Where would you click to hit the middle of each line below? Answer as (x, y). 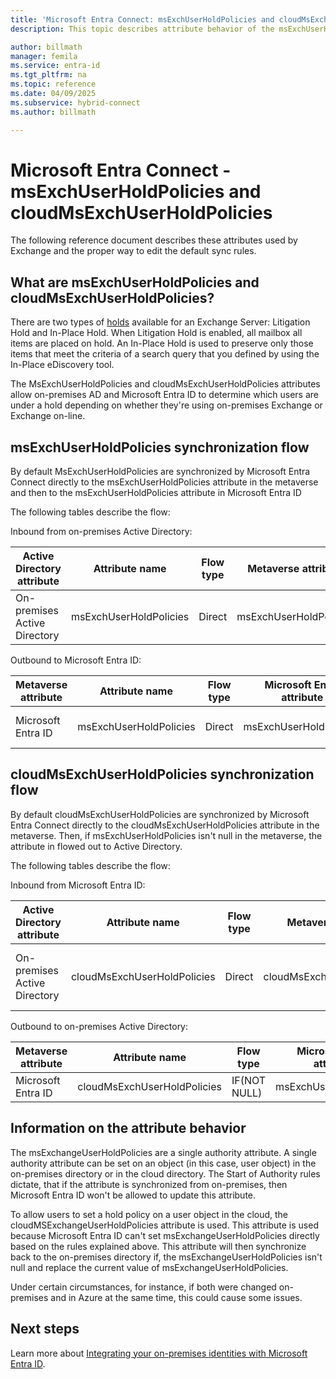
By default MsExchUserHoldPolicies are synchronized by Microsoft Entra (160, 472)
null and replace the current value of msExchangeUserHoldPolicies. (149, 1267)
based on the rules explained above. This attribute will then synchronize (158, 1246)
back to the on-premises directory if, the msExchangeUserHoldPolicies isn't (166, 1257)
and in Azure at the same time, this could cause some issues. (176, 1297)
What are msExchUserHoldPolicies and (135, 282)
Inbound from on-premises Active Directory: (101, 532)
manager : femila (44, 56)
